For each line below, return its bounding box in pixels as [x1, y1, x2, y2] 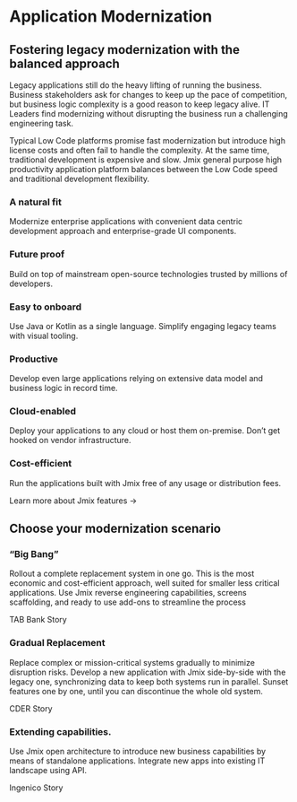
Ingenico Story [9, 782, 64, 793]
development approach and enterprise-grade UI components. [9, 226, 237, 237]
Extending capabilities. [9, 725, 112, 737]
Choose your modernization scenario [9, 521, 222, 536]
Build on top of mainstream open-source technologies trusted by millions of [9, 268, 288, 279]
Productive [9, 353, 58, 365]
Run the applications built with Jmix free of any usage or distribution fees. [9, 477, 282, 488]
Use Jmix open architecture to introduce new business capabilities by [9, 746, 267, 757]
